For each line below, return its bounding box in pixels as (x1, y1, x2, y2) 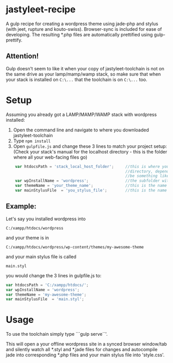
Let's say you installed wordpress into (6, 216, 86, 222)
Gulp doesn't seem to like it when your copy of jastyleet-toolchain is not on (6, 65, 165, 71)
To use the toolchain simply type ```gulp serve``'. (6, 331, 108, 337)
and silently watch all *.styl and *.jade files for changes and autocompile (6, 347, 158, 353)
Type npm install (13, 138, 51, 144)
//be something (125, 174, 158, 179)
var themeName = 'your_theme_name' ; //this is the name (15, 183, 167, 188)
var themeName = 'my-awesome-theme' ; (6, 292, 87, 297)
